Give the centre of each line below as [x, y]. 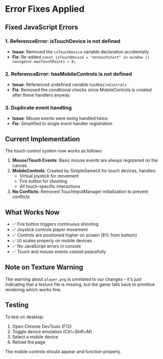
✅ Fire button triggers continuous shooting [55, 224]
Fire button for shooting [43, 181]
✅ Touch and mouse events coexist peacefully [59, 252]
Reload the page [29, 342]
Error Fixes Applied [45, 9]
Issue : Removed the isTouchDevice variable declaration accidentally [81, 51]
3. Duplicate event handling [38, 108]
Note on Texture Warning [44, 268]
